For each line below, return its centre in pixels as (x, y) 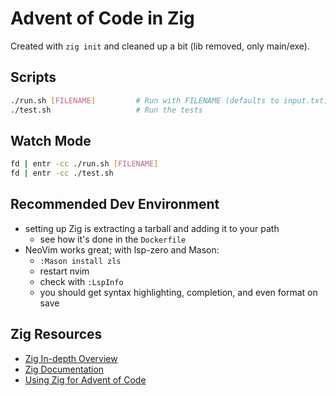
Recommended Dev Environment (115, 204)
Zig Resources (56, 334)
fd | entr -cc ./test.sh (62, 173)
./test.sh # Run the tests (106, 110)
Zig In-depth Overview (71, 358)
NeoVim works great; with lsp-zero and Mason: (122, 249)
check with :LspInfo (81, 281)
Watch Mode (51, 140)
